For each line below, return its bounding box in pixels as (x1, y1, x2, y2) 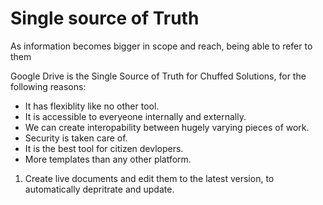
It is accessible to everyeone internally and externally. (24, 110, 247, 122)
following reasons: (10, 80, 87, 92)
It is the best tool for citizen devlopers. (24, 142, 184, 154)
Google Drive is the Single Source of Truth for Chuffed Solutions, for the (10, 70, 307, 82)
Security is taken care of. (24, 132, 128, 144)
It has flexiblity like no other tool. (24, 100, 160, 112)
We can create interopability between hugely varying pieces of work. (24, 121, 310, 133)
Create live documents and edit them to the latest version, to (24, 172, 275, 184)
